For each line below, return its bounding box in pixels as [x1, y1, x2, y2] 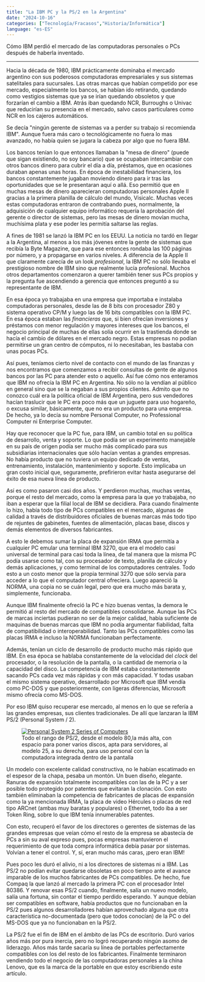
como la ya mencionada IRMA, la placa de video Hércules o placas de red [6, 798, 192, 806]
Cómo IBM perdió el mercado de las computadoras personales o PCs [6, 43, 181, 50]
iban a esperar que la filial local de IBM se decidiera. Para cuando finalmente [6, 500, 199, 507]
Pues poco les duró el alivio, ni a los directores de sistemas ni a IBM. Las [6, 860, 189, 868]
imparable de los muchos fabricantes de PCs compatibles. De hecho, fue [6, 874, 190, 881]
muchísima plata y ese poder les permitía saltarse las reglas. [6, 220, 159, 228]
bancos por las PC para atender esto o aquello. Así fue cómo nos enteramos [6, 373, 198, 380]
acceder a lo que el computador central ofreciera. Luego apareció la [6, 576, 178, 584]
